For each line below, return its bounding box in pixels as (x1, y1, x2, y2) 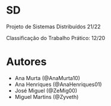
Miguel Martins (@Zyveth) (14, 93, 79, 100)
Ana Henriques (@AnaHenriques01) (14, 81, 102, 88)
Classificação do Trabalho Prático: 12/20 (6, 34, 106, 41)
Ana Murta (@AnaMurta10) (14, 74, 80, 81)
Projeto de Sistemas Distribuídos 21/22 (6, 23, 101, 30)
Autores (6, 55, 47, 68)
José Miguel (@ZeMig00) (14, 87, 78, 94)
